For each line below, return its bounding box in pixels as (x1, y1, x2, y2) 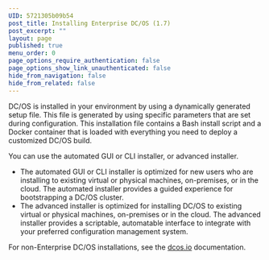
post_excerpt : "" (8, 27, 67, 35)
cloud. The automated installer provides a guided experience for (19, 184, 234, 193)
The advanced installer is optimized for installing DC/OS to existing (19, 200, 242, 210)
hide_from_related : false (8, 79, 95, 87)
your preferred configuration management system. (19, 226, 188, 236)
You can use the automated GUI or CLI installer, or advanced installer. (8, 151, 239, 161)
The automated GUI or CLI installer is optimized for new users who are (19, 167, 254, 176)
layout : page (8, 34, 52, 43)
